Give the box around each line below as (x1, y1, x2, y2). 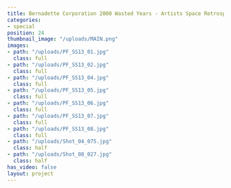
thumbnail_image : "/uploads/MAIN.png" (7, 36, 118, 43)
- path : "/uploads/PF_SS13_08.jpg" (7, 125, 109, 132)
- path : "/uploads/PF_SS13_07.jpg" (7, 112, 109, 119)
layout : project (7, 170, 54, 177)
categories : (7, 17, 41, 23)
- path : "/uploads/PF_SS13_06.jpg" (7, 100, 109, 107)
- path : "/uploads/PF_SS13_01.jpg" (7, 49, 109, 56)
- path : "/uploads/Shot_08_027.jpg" (7, 151, 112, 158)
